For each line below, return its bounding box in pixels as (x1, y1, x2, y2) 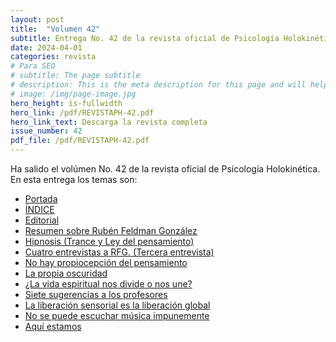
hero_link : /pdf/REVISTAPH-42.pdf (10, 107, 155, 118)
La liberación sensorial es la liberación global (24, 299, 211, 311)
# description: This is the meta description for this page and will (10, 80, 307, 90)
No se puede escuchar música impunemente (24, 310, 210, 321)
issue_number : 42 (10, 126, 83, 136)
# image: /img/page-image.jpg (10, 89, 137, 99)
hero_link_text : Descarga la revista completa (10, 117, 208, 127)
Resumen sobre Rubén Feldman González (24, 225, 198, 236)
